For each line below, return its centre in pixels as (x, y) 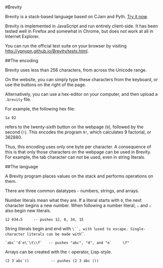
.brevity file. (18, 99)
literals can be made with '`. (56, 234)
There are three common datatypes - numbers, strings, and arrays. (72, 191)
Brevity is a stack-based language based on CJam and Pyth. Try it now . (77, 16)
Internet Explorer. (22, 36)
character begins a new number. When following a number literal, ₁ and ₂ (78, 205)
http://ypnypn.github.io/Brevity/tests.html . (47, 51)
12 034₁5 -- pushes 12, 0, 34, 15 (44, 220)
